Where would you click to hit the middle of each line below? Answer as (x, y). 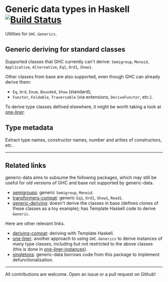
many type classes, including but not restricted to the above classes (83, 244)
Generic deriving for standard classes (65, 49)
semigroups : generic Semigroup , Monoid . (53, 193)
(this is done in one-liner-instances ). (50, 249)
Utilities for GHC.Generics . (31, 34)
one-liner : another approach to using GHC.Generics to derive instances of (87, 238)
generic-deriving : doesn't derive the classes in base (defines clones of (85, 203)
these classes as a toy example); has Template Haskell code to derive (84, 208)
